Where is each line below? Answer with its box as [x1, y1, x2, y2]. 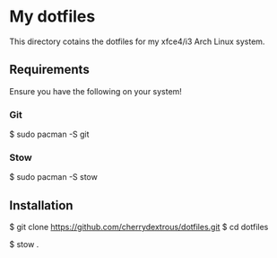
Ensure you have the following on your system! [9, 85, 182, 96]
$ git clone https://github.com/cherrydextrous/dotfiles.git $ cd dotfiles [9, 222, 269, 233]
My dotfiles [9, 6, 96, 27]
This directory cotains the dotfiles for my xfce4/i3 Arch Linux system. [9, 36, 265, 47]
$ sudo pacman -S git [9, 129, 90, 140]
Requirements [9, 62, 90, 77]
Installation [9, 198, 74, 213]
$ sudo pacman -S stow [9, 172, 99, 182]
